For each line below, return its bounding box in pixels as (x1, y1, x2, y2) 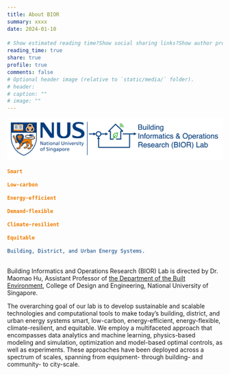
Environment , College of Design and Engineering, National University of (7, 281, 209, 290)
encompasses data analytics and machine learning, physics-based (7, 331, 196, 339)
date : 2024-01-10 (7, 25, 57, 32)
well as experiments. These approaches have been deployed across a (7, 346, 204, 354)
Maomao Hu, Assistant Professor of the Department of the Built (7, 274, 186, 283)
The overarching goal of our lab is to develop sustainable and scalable (7, 302, 205, 311)
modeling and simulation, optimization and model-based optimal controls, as (7, 339, 223, 347)
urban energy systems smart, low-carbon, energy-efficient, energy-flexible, (7, 317, 221, 325)
